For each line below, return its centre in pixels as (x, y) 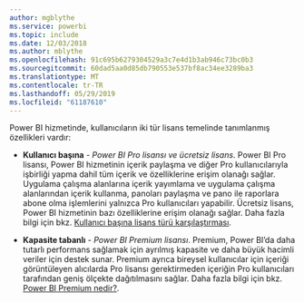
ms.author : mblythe (46, 52)
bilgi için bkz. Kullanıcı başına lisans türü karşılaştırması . (127, 222)
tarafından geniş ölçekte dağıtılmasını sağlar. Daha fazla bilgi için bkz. (152, 278)
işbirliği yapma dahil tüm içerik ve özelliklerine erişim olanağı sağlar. (149, 174)
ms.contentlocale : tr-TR (56, 85)
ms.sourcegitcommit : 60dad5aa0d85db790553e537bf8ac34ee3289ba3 (132, 69)
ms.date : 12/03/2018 (49, 43)
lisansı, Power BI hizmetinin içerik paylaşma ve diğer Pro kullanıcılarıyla (155, 165)
